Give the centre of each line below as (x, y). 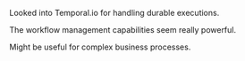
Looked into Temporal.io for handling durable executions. (114, 13)
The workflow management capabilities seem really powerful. (123, 30)
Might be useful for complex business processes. (100, 47)
